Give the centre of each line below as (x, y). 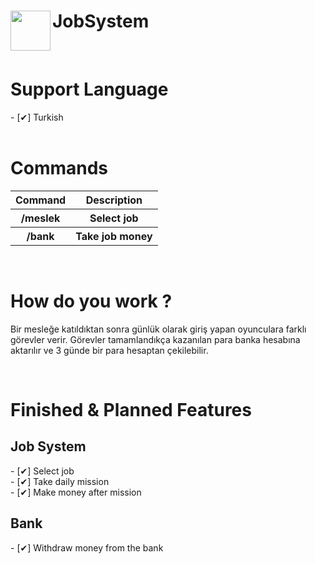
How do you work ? (91, 301)
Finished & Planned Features (131, 409)
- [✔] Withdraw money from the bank (87, 547)
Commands (59, 168)
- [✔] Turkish (37, 117)
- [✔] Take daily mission (60, 481)
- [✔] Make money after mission (76, 492)
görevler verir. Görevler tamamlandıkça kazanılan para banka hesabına (155, 339)
